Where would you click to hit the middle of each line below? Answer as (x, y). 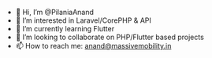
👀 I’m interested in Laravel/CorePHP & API (84, 20)
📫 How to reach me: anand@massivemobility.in (93, 46)
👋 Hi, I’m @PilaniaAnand (55, 12)
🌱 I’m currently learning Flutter (65, 29)
